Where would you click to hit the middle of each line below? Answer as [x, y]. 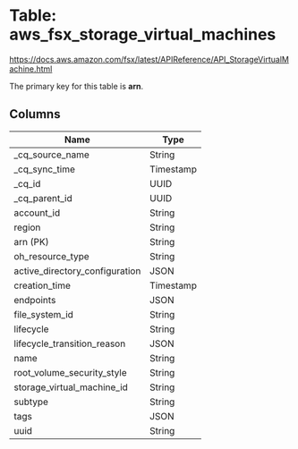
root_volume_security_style [70, 372]
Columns [35, 114]
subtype [31, 402]
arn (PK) [31, 241]
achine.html [31, 69]
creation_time [43, 285]
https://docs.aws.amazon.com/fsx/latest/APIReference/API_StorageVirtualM [149, 59]
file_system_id [44, 314]
